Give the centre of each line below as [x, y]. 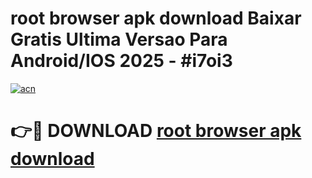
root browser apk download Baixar [156, 18]
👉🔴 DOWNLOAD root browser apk [156, 131]
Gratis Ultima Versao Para [119, 39]
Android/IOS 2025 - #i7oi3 [121, 61]
